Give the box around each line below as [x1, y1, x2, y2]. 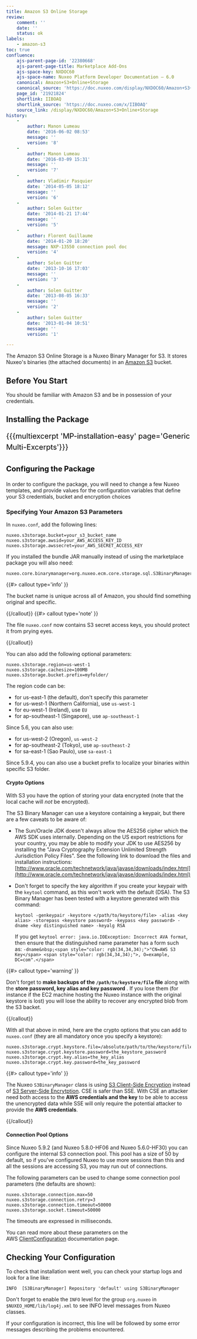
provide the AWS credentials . [6, 1106, 78, 1113]
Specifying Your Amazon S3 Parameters [6, 507, 123, 516]
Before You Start [6, 376, 68, 386]
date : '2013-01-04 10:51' [27, 320, 91, 326]
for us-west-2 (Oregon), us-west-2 [14, 735, 98, 742]
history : [6, 112, 28, 118]
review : [6, 14, 25, 20]
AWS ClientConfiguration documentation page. [6, 1236, 120, 1243]
